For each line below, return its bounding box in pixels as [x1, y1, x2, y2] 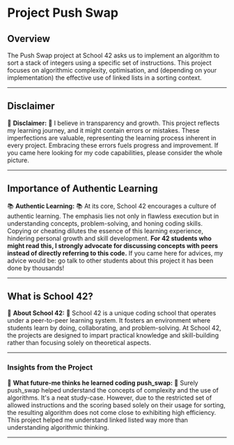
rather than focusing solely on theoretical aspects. [7, 339, 152, 347]
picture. [7, 156, 30, 164]
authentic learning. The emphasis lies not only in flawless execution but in [7, 212, 219, 220]
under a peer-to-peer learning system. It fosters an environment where [7, 316, 211, 325]
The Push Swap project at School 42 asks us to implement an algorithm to [7, 51, 220, 59]
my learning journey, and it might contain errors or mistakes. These [7, 126, 200, 134]
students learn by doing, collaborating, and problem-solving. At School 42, [7, 323, 221, 333]
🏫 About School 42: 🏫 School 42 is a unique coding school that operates [7, 309, 217, 317]
